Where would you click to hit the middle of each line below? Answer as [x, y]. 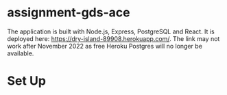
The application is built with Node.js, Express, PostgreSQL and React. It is [111, 31]
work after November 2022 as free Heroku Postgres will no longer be [105, 46]
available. [21, 53]
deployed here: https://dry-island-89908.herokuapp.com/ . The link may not [113, 38]
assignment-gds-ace [69, 13]
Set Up [27, 81]
